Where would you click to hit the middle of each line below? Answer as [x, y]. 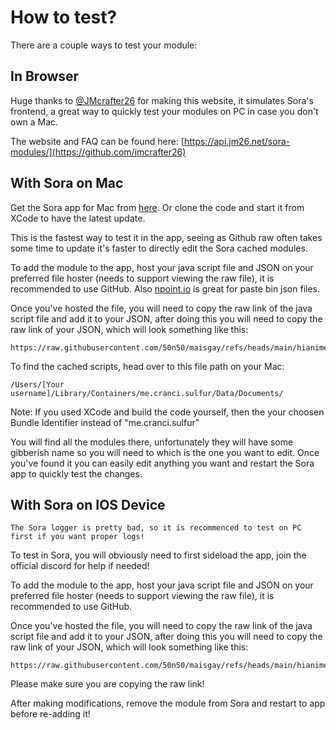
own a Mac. [34, 122]
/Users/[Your [37, 384]
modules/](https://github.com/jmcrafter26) [98, 152]
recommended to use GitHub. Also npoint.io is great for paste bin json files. [165, 288]
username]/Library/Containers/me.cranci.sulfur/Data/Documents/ [147, 393]
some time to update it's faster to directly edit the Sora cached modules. [159, 248]
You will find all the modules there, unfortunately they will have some [152, 442]
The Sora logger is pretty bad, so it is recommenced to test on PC [156, 528]
